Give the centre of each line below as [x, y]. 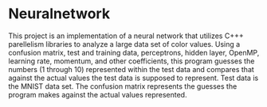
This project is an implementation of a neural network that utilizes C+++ [126, 36]
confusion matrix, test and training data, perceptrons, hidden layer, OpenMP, [134, 52]
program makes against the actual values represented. [98, 94]
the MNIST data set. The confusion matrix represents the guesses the [123, 86]
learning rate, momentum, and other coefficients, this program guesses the [132, 61]
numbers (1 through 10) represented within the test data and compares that [132, 69]
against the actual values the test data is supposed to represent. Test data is [133, 78]
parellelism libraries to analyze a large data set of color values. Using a [124, 44]
